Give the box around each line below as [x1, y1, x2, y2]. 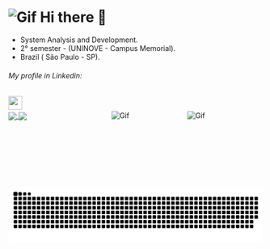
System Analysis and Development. [19, 35, 139, 44]
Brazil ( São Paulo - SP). [19, 52, 101, 61]
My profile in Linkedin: [8, 70, 82, 80]
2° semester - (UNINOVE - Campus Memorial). [19, 43, 176, 53]
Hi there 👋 [40, 8, 108, 27]
